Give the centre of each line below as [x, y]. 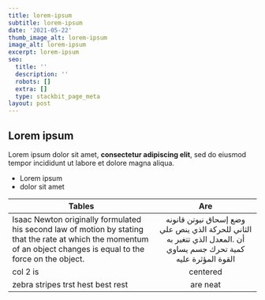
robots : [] [33, 81]
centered [205, 272]
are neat [205, 284]
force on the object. [49, 259]
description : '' [42, 74]
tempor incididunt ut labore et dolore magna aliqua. [91, 163]
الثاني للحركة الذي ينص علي [205, 229]
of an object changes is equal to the [78, 249]
